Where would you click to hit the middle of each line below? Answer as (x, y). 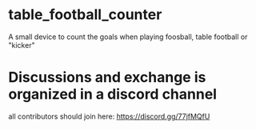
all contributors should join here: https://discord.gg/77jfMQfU (109, 116)
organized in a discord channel (113, 94)
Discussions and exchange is (107, 78)
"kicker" (22, 45)
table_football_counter (85, 15)
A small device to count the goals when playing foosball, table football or (128, 37)
